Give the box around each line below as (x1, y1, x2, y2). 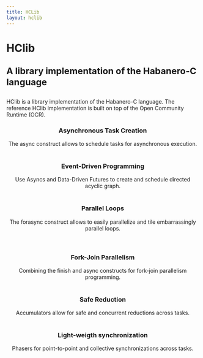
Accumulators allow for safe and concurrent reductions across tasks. (16, 309, 190, 316)
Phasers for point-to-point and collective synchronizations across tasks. (12, 345, 194, 352)
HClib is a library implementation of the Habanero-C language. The (6, 97, 175, 105)
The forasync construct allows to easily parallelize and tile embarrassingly (9, 218, 196, 226)
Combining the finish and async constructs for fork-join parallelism (18, 267, 187, 274)
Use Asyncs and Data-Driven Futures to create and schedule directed (15, 176, 191, 183)
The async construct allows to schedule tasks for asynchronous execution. (8, 140, 197, 147)
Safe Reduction (79, 295, 127, 303)
